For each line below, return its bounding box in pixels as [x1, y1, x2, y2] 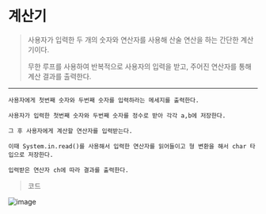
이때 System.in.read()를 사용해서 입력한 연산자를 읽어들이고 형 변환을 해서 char [8, 142, 247, 151]
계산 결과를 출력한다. [27, 71, 92, 81]
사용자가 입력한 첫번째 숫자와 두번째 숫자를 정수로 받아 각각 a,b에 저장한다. [8, 112, 226, 120]
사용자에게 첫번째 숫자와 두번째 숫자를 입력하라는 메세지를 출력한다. [8, 96, 199, 104]
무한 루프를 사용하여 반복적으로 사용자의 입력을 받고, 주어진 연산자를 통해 [27, 61, 252, 71]
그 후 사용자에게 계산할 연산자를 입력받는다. [8, 127, 133, 135]
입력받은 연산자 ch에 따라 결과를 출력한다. [8, 166, 129, 174]
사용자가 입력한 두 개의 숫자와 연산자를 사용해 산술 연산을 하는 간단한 [27, 35, 239, 44]
